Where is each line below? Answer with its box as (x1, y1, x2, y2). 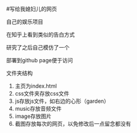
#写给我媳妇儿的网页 (6, 5, 57, 12)
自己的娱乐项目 (6, 18, 43, 25)
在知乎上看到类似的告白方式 (6, 31, 75, 38)
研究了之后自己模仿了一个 (6, 44, 70, 51)
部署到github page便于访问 (6, 57, 73, 63)
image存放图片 (14, 112, 52, 120)
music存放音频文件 (14, 105, 62, 112)
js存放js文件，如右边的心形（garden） (14, 97, 109, 105)
